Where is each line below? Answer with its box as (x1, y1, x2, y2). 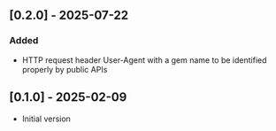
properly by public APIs (21, 64, 108, 74)
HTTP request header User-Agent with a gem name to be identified (21, 54, 267, 65)
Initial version (21, 113, 71, 124)
